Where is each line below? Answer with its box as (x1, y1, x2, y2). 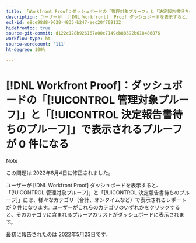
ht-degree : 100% (6, 47, 45, 53)
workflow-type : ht (6, 36, 51, 42)
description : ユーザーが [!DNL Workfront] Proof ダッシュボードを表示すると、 (6, 14, 191, 20)
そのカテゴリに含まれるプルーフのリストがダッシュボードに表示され (16, 211, 180, 218)
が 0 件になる (6, 137, 69, 150)
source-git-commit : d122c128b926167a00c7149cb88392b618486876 (6, 30, 160, 36)
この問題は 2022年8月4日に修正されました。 (6, 169, 114, 176)
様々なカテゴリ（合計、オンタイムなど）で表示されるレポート (38, 196, 187, 203)
